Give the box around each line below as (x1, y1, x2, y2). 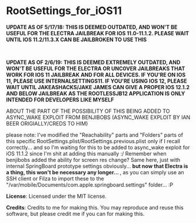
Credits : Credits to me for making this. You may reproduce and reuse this (6, 204, 184, 211)
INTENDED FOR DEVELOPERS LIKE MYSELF (6, 96, 114, 103)
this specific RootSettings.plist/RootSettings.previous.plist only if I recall (6, 137, 181, 144)
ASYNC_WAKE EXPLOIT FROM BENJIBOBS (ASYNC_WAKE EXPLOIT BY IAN (6, 113, 191, 121)
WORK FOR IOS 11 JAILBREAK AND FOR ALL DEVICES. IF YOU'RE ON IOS (6, 71, 186, 78)
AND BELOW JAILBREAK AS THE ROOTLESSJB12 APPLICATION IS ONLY (6, 90, 185, 97)
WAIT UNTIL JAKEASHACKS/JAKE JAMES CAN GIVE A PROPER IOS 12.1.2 (6, 83, 190, 90)
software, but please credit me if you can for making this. (6, 210, 145, 217)
